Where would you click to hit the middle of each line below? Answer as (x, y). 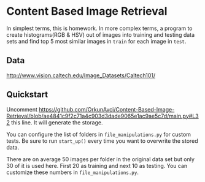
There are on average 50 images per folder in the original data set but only (101, 159)
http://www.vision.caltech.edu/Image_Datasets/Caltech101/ (81, 75)
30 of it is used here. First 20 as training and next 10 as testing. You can (97, 165)
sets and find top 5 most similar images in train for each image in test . (96, 41)
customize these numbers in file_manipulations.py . (73, 172)
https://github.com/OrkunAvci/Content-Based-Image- (107, 109)
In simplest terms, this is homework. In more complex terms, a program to (99, 28)
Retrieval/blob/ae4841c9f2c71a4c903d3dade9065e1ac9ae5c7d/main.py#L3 (102, 116)
